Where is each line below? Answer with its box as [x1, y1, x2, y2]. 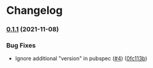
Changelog [6, 4, 63, 17]
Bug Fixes [6, 42, 36, 50]
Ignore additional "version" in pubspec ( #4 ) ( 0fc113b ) [15, 55, 148, 62]
